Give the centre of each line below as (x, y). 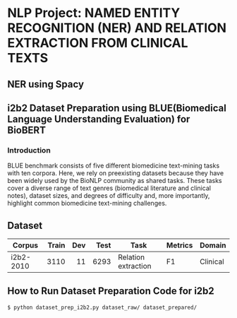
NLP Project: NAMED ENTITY (94, 13)
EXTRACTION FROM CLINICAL (98, 43)
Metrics (180, 245)
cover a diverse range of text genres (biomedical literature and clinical (109, 188)
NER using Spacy (46, 84)
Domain (213, 245)
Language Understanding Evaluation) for (99, 119)
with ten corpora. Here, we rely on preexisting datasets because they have (116, 173)
